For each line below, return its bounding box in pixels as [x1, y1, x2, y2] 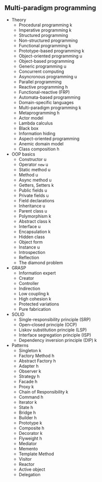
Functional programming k [18, 42, 71, 48]
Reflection [18, 254, 39, 260]
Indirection [18, 286, 41, 291]
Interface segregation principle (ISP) [18, 332, 91, 338]
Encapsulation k [18, 229, 51, 234]
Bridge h [18, 410, 36, 415]
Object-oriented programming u [18, 53, 83, 59]
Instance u [18, 244, 40, 250]
